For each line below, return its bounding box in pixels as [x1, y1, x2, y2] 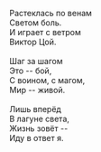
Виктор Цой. [9, 36, 57, 47]
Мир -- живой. [9, 85, 66, 95]
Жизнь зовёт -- [9, 123, 69, 134]
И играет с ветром [9, 27, 81, 37]
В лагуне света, [9, 113, 70, 124]
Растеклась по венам [9, 8, 93, 18]
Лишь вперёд [9, 104, 61, 114]
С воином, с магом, [9, 75, 86, 85]
